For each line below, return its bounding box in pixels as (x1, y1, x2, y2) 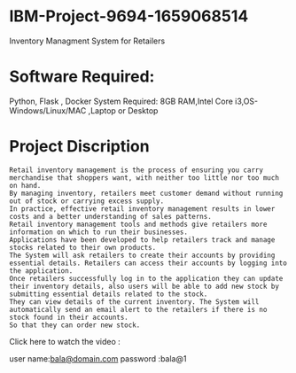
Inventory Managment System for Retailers (9, 35, 166, 46)
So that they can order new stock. (9, 321, 141, 330)
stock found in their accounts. (9, 313, 129, 322)
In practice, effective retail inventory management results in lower (9, 204, 276, 214)
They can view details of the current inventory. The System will (9, 297, 260, 307)
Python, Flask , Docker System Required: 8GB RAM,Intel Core (9, 96, 233, 106)
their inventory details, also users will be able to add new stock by (9, 282, 279, 291)
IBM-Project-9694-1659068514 (9, 6, 249, 27)
